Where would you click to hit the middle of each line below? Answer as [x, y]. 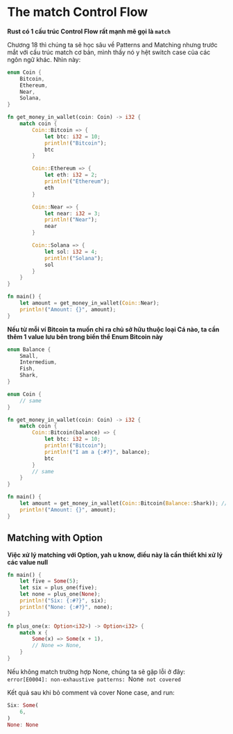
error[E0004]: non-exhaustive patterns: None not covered [94, 679]
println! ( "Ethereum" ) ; [77, 181]
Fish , [28, 369]
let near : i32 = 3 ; [72, 213]
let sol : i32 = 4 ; [71, 252]
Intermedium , [38, 362]
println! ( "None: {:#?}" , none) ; [66, 607]
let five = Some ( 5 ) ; [49, 581]
